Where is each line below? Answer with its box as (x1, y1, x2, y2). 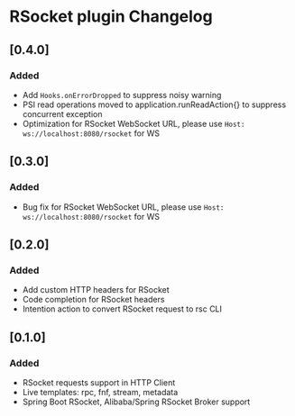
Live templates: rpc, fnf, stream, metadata (22, 386, 179, 397)
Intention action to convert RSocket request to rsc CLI (22, 303, 223, 314)
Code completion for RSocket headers (22, 294, 165, 305)
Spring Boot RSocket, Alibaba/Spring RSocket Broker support (22, 396, 251, 407)
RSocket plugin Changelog (9, 6, 214, 27)
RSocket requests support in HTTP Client (22, 376, 176, 388)
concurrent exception (22, 108, 103, 119)
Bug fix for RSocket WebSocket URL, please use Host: (22, 201, 225, 213)
